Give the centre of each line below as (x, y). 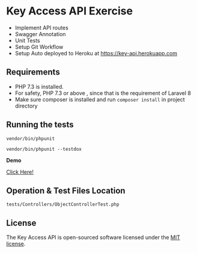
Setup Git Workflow (39, 47)
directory (26, 106)
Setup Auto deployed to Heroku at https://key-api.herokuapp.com (96, 53)
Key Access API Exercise (70, 11)
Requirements (33, 72)
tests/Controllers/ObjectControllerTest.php (63, 205)
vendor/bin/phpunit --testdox (44, 149)
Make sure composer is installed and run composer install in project (100, 99)
